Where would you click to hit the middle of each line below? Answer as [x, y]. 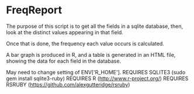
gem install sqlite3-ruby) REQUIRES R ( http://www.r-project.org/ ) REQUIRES [97, 78]
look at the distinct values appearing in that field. [65, 32]
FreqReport [34, 10]
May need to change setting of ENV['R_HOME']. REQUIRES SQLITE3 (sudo [96, 72]
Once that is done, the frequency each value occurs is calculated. [85, 44]
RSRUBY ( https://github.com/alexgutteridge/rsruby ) [68, 84]
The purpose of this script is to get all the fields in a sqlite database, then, [94, 26]
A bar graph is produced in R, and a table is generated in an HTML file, [91, 55]
